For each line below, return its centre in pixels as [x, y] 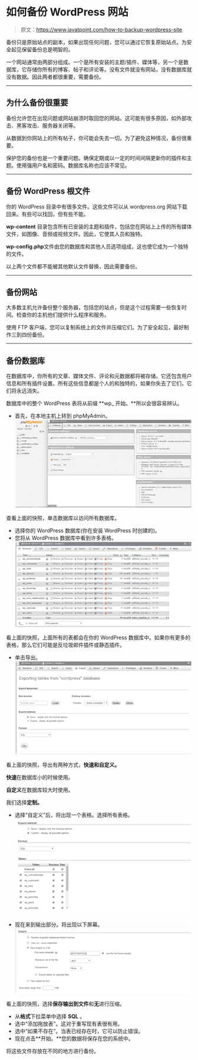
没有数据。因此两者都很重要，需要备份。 [55, 77]
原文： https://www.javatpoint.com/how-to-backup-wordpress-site [101, 30]
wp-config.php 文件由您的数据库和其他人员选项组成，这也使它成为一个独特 [97, 246]
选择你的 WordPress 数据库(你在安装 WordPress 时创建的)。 [87, 530]
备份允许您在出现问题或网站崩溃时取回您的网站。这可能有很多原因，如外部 [96, 118]
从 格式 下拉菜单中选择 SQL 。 [50, 1016]
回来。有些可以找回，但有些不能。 [47, 214]
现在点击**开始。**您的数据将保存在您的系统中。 [74, 1039]
